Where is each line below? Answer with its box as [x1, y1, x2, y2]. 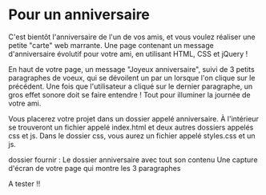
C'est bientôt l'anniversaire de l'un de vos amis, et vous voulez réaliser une [8, 32, 256, 42]
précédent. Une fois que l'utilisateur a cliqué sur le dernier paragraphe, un [8, 82, 253, 91]
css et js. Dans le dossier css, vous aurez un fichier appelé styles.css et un [8, 130, 256, 141]
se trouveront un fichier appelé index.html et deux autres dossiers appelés [8, 122, 254, 132]
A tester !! [8, 178, 41, 189]
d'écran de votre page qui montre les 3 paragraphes [8, 163, 181, 173]
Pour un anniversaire [8, 6, 151, 24]
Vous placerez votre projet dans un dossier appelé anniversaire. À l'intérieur [8, 113, 259, 123]
